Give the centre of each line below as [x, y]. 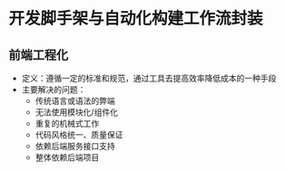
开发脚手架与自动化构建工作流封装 [136, 19]
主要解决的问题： [54, 90]
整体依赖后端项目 [67, 157]
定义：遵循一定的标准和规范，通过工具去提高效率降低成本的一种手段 [149, 78]
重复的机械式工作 [67, 123]
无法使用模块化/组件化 [77, 112]
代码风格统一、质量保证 [79, 135]
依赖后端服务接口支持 [75, 146]
